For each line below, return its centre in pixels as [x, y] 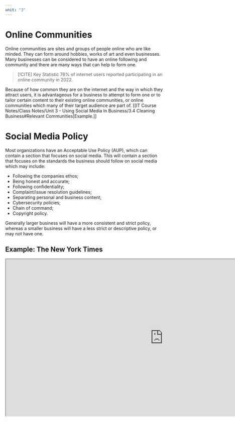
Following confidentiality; [38, 187]
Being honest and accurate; [41, 181]
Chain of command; [33, 208]
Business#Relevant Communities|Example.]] [51, 116]
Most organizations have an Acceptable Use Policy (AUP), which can [76, 150]
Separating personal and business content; [57, 197]
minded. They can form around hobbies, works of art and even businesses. [83, 54]
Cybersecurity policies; [37, 202]
